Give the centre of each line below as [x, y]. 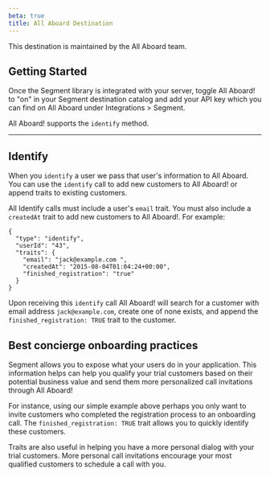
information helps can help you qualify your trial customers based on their [131, 373]
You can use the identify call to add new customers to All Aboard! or [123, 184]
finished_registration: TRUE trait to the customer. [92, 320]
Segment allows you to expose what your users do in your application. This [133, 364]
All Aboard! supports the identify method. [79, 123]
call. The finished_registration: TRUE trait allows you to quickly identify [129, 422]
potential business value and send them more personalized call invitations [131, 381]
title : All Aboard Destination [61, 23]
